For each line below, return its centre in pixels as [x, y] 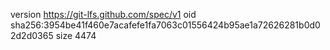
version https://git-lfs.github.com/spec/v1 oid [103, 14]
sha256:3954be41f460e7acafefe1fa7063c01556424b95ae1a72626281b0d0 [165, 25]
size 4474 [76, 35]
